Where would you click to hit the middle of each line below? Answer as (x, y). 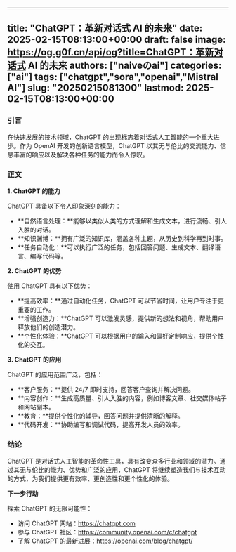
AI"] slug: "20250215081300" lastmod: (96, 88)
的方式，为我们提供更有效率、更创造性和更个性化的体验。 (90, 479)
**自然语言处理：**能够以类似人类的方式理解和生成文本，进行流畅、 (116, 221)
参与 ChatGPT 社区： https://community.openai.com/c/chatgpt (107, 532)
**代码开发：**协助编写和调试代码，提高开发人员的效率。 (100, 424)
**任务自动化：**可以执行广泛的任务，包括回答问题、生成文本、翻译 (116, 247)
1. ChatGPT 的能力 (34, 191)
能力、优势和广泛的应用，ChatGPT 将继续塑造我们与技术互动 (138, 470)
